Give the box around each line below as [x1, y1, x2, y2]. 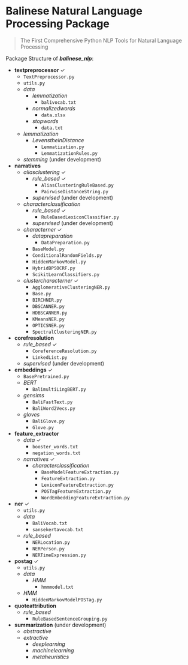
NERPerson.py [32, 546, 65, 552]
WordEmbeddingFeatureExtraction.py [41, 495, 130, 501]
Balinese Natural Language [5, 4, 143, 18]
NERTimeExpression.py [32, 552, 86, 558]
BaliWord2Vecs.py [32, 405, 75, 412]
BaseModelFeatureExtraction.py [41, 469, 119, 475]
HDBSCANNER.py [32, 310, 68, 316]
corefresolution [14, 334, 54, 342]
